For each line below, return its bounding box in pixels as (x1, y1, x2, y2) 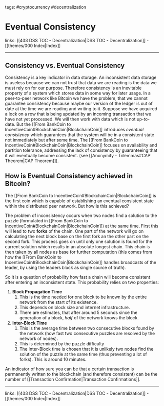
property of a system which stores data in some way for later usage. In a (5, 90, 151, 96)
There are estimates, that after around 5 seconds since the (19, 310, 138, 315)
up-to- (136, 116, 150, 122)
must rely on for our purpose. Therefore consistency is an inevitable (5, 85, 142, 91)
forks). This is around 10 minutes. (19, 356, 87, 362)
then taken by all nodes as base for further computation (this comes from (5, 249, 152, 255)
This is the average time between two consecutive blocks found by (19, 325, 155, 331)
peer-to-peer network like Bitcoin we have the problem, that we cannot (5, 95, 148, 101)
